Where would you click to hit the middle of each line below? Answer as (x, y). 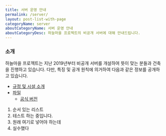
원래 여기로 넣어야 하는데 (37, 122)
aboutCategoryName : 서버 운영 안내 (39, 28)
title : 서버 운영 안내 (26, 10)
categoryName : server (28, 24)
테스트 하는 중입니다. (33, 116)
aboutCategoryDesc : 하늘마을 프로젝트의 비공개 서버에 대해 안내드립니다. (73, 33)
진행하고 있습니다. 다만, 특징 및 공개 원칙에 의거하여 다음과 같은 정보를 (78, 69)
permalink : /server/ (27, 14)
